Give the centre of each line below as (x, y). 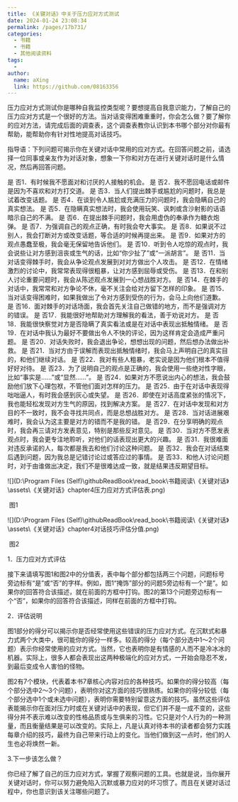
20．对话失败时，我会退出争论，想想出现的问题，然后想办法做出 (129, 342)
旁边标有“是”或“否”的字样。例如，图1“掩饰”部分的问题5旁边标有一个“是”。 (114, 583)
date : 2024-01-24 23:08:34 (47, 21)
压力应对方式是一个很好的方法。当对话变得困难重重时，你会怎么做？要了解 (116, 116)
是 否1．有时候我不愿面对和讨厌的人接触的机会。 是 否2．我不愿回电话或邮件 (119, 182)
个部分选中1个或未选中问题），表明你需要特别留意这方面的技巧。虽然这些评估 (119, 699)
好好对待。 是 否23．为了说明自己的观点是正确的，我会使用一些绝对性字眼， (119, 368)
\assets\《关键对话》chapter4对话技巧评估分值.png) (83, 529)
